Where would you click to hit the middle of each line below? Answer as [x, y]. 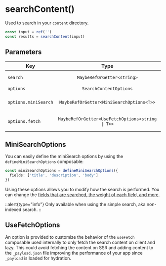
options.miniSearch [30, 102]
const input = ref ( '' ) [28, 32]
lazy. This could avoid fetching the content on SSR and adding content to [79, 247]
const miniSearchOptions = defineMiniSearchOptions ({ [62, 171]
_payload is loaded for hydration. [38, 258]
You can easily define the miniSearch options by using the [64, 157]
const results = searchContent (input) [45, 36]
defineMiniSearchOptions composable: [44, 161]
